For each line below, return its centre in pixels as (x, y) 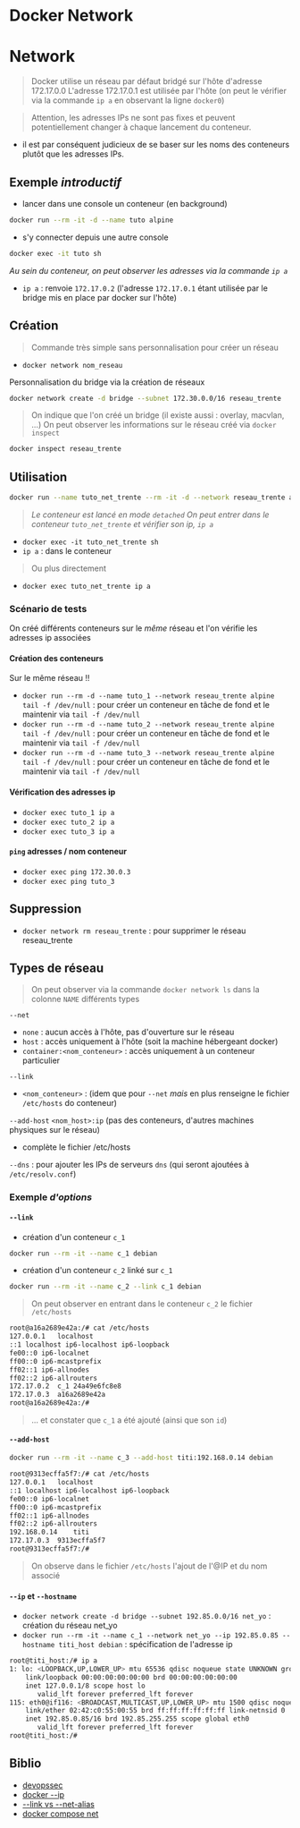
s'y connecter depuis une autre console (95, 237)
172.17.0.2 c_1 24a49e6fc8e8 (66, 1386)
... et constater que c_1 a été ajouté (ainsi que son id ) (129, 1420)
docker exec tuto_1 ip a (68, 812)
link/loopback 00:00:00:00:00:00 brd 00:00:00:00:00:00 (132, 1677)
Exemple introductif (66, 182)
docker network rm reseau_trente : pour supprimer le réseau (134, 931)
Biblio (25, 1764)
